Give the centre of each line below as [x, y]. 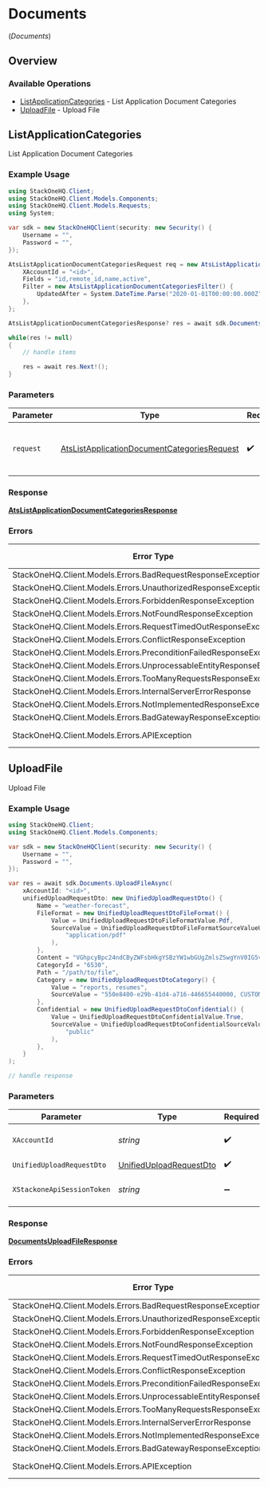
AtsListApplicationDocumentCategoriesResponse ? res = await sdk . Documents [135, 323]
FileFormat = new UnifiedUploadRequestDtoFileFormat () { [133, 913]
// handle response [41, 1076]
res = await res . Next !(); [66, 367]
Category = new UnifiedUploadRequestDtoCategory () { [126, 980]
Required [241, 1117]
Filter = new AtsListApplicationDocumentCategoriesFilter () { [128, 287]
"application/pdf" [96, 935]
